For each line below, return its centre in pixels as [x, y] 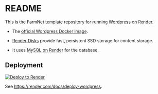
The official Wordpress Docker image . [50, 31]
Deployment [24, 65]
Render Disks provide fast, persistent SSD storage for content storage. [83, 40]
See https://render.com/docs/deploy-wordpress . [53, 86]
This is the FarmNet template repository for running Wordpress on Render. [79, 22]
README [23, 8]
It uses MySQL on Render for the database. [55, 50]
